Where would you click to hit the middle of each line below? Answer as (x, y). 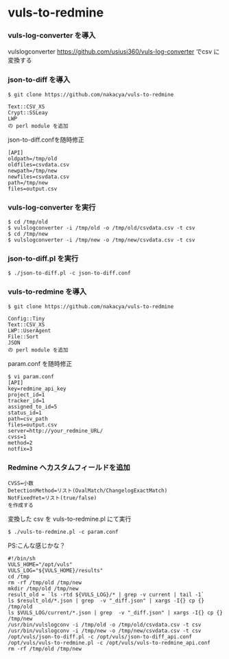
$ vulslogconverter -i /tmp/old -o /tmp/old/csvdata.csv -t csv (101, 228)
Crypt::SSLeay (28, 112)
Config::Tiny (26, 318)
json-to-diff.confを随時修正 (46, 140)
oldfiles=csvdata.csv (39, 164)
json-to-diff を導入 (39, 80)
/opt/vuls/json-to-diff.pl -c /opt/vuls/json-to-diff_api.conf (100, 637)
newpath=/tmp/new (33, 171)
